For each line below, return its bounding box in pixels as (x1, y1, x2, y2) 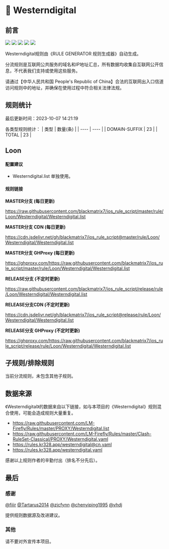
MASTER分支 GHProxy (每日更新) (5, 249, 75, 256)
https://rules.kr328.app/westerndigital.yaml (12, 447, 103, 453)
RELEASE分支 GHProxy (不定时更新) (5, 327, 80, 333)
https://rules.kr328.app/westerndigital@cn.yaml (12, 441, 112, 447)
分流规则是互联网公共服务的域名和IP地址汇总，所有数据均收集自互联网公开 (5, 62, 159, 67)
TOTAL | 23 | (5, 131, 32, 138)
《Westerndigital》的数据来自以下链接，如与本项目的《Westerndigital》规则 (5, 404, 157, 410)
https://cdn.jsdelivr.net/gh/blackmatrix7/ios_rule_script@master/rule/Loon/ (5, 234, 160, 240)
